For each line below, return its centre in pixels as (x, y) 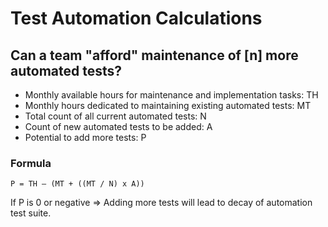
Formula (31, 163)
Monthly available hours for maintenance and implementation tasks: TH (171, 95)
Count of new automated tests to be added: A (118, 126)
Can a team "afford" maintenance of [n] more (154, 55)
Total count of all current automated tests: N (115, 116)
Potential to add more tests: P (85, 137)
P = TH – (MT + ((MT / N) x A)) (77, 184)
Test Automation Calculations (136, 18)
